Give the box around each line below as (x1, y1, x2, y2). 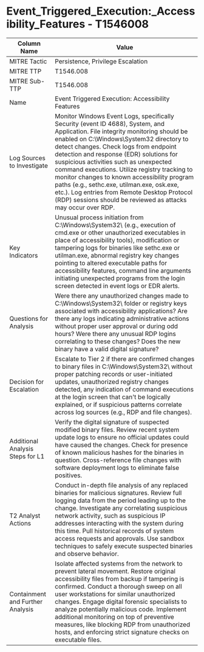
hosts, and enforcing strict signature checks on (54, 628, 189, 636)
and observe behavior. (54, 549, 120, 558)
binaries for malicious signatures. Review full (54, 488, 182, 497)
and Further (9, 597, 43, 606)
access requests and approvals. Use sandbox (54, 534, 185, 542)
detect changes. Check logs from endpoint (54, 142, 177, 150)
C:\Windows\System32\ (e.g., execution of (54, 220, 176, 229)
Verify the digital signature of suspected (54, 418, 169, 426)
